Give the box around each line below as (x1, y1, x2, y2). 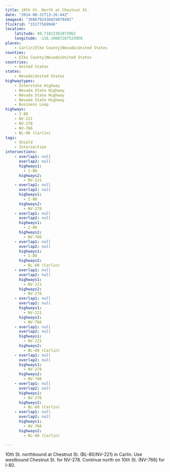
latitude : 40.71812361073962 (14, 31, 76, 36)
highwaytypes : (5, 78, 36, 83)
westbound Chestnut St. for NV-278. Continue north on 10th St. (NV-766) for (5, 457, 165, 463)
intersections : (5, 150, 38, 155)
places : (5, 41, 22, 46)
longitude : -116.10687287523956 (14, 36, 83, 41)
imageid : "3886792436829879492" (5, 17, 74, 22)
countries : (5, 60, 28, 65)
